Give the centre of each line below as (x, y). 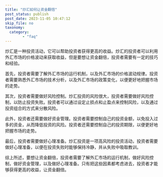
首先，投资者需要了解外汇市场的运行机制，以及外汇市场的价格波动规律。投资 (81, 73)
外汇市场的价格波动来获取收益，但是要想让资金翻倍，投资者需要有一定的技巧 (81, 57)
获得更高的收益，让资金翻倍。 (39, 169)
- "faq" (30, 37)
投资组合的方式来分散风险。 (33, 108)
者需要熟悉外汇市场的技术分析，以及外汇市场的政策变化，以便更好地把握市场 (81, 80)
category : (19, 32)
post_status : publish (27, 14)
